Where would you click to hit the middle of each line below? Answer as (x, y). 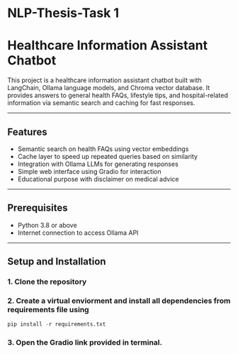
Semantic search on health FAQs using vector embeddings (103, 149)
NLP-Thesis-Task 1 (63, 13)
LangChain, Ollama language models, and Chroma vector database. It (109, 88)
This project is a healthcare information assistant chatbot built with (104, 80)
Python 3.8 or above (47, 225)
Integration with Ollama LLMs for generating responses (98, 164)
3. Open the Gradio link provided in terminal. (85, 343)
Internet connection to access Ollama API (78, 233)
